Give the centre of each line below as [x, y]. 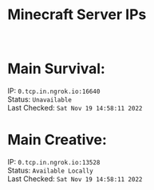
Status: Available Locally [50, 170]
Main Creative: [57, 140]
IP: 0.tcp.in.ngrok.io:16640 [54, 91]
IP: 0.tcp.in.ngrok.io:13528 [54, 161]
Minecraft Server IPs [77, 15]
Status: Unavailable [40, 99]
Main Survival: [56, 69]
